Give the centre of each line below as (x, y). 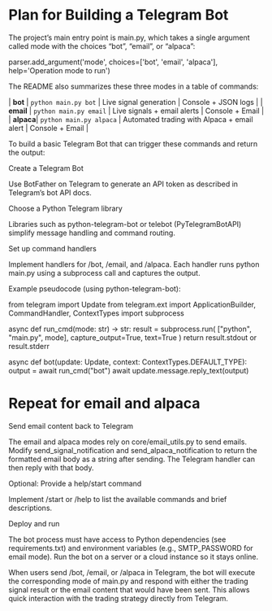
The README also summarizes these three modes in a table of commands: (134, 86)
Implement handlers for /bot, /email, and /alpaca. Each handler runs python (134, 264)
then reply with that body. (52, 467)
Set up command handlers (53, 248)
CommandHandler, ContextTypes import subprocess (96, 313)
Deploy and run (34, 523)
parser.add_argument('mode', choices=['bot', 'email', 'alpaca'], (113, 62)
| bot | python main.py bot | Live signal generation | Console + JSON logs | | (136, 102)
